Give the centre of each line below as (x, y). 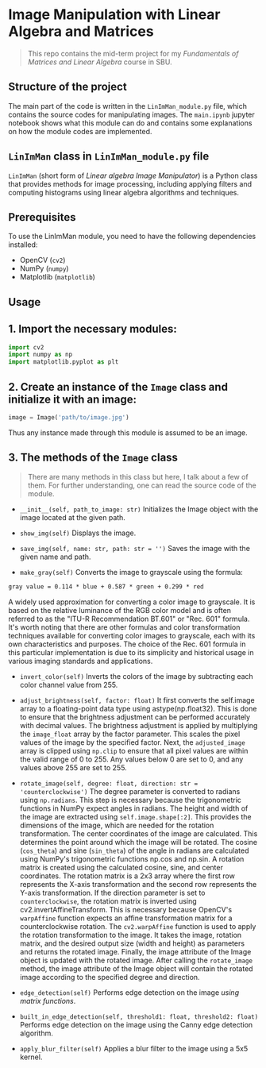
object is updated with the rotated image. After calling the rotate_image (136, 960)
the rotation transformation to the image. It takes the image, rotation (131, 935)
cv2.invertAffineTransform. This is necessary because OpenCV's (126, 909)
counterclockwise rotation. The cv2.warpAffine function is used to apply (138, 926)
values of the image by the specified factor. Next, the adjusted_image (133, 742)
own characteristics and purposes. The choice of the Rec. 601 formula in (127, 644)
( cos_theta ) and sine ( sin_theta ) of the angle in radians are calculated (134, 850)
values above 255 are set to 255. (73, 767)
